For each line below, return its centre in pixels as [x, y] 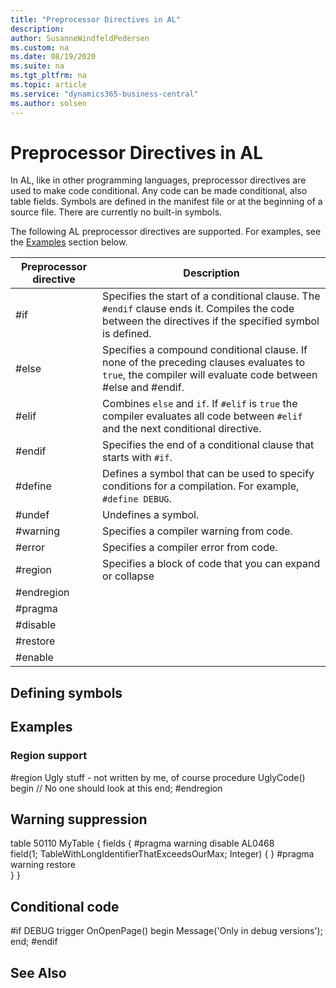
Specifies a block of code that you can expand [211, 564]
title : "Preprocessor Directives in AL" [96, 19]
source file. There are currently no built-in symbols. [116, 212]
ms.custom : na [40, 47]
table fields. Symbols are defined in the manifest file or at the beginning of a [166, 202]
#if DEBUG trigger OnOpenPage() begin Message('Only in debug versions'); [166, 931]
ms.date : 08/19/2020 [53, 57]
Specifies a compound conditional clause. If [205, 350]
